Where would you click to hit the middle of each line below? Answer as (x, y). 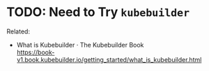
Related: (18, 31)
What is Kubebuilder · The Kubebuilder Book (80, 45)
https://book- (36, 52)
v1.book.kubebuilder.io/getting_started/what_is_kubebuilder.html (109, 59)
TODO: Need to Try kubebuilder (98, 12)
